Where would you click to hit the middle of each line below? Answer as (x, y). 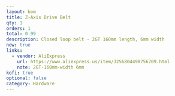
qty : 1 (14, 23)
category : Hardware (31, 84)
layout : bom (21, 12)
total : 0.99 (21, 34)
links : (14, 51)
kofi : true (20, 73)
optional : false (26, 78)
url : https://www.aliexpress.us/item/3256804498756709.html (93, 61)
